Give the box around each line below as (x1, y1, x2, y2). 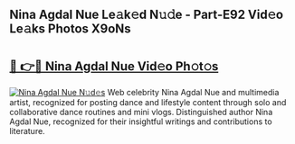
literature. (9, 126, 45, 136)
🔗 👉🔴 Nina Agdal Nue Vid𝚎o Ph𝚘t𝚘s (9, 58, 219, 74)
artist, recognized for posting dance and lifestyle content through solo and (9, 97, 287, 107)
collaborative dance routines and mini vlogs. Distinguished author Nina (9, 107, 273, 117)
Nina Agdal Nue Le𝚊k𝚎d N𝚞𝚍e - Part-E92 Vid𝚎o (9, 7, 283, 22)
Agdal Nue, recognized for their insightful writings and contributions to (9, 116, 273, 127)
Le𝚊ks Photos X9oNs (9, 22, 131, 37)
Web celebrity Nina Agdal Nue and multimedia (107, 87, 280, 97)
